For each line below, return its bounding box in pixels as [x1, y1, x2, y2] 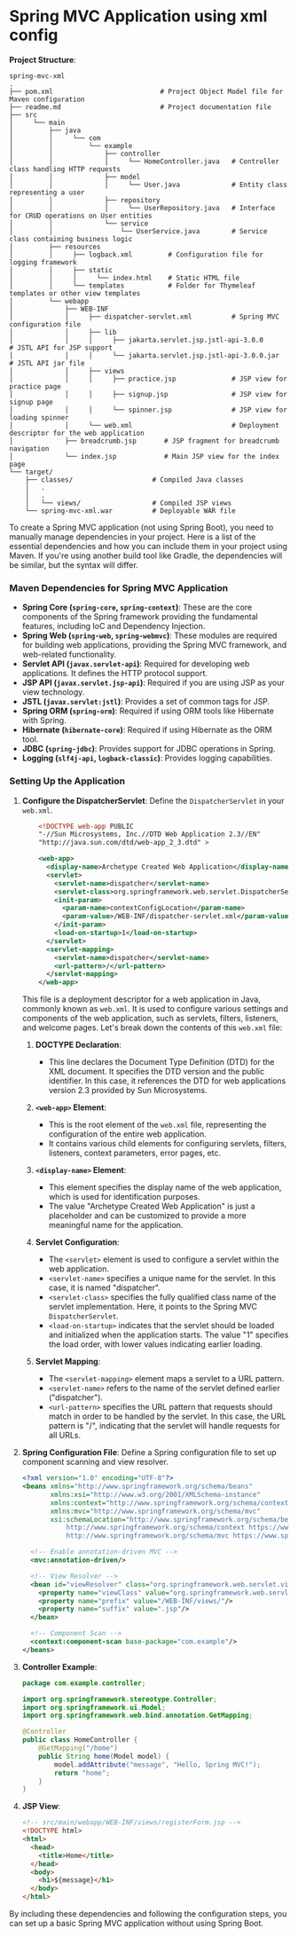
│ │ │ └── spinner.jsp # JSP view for [9, 406, 288, 414]
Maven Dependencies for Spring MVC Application [9, 581, 229, 594]
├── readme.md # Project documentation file [9, 102, 272, 112]
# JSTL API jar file [9, 358, 86, 367]
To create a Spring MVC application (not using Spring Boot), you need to [9, 522, 274, 532]
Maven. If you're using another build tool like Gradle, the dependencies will [9, 550, 283, 561]
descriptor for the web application [9, 429, 145, 437]
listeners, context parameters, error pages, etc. [48, 1147, 222, 1159]
